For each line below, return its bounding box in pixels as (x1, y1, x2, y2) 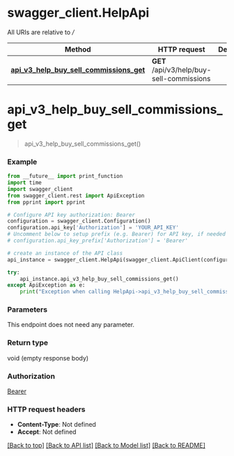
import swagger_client (7, 185, 73, 192)
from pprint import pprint (7, 199, 86, 206)
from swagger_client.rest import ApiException (7, 192, 145, 199)
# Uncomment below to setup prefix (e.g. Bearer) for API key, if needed (7, 231, 226, 238)
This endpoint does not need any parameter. (7, 321, 134, 329)
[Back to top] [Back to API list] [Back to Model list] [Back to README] (7, 441, 205, 450)
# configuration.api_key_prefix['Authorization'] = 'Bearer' (7, 237, 189, 245)
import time (7, 179, 42, 186)
